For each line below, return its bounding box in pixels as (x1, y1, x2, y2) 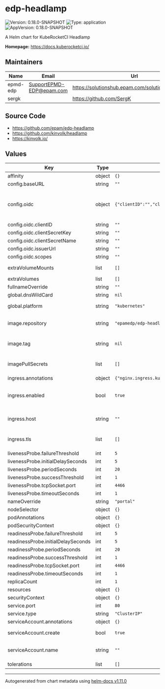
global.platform (7, 303, 43, 310)
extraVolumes (7, 276, 39, 283)
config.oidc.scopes (7, 254, 52, 260)
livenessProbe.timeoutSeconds (7, 490, 80, 497)
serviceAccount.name (7, 647, 58, 653)
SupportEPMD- (28, 81, 65, 88)
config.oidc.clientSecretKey (7, 229, 71, 236)
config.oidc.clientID (7, 221, 53, 228)
